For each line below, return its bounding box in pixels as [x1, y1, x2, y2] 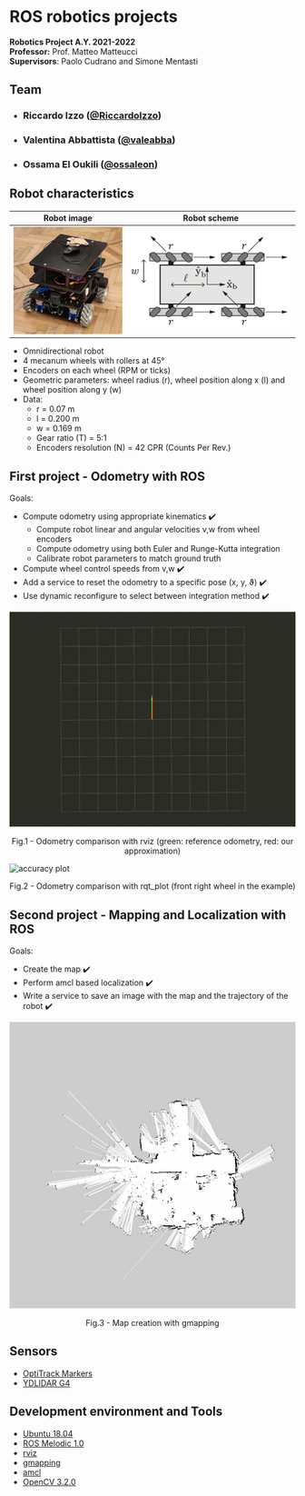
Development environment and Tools [9, 1404, 223, 1420]
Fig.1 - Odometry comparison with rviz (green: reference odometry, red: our [11, 836, 294, 847]
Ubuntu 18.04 [22, 1428, 74, 1439]
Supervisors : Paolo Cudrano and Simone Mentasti [9, 55, 198, 66]
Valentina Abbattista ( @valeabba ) [22, 134, 176, 146]
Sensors [9, 1343, 58, 1360]
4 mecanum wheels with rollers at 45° [22, 355, 165, 366]
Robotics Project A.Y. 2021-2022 [9, 36, 136, 47]
